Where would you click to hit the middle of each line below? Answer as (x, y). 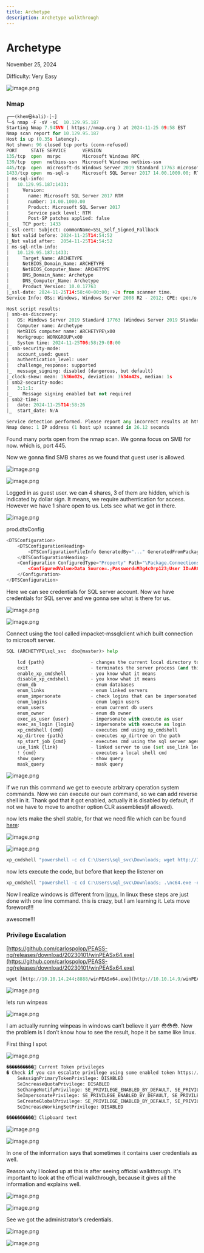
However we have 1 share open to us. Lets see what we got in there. (91, 506)
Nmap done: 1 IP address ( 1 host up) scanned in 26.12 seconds (88, 428)
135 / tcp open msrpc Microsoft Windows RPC (73, 156)
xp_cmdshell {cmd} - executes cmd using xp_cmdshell (97, 730)
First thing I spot (27, 1044)
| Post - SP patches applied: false (58, 219)
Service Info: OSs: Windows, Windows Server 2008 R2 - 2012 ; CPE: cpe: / (100, 298)
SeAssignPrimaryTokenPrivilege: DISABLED (70, 1079)
